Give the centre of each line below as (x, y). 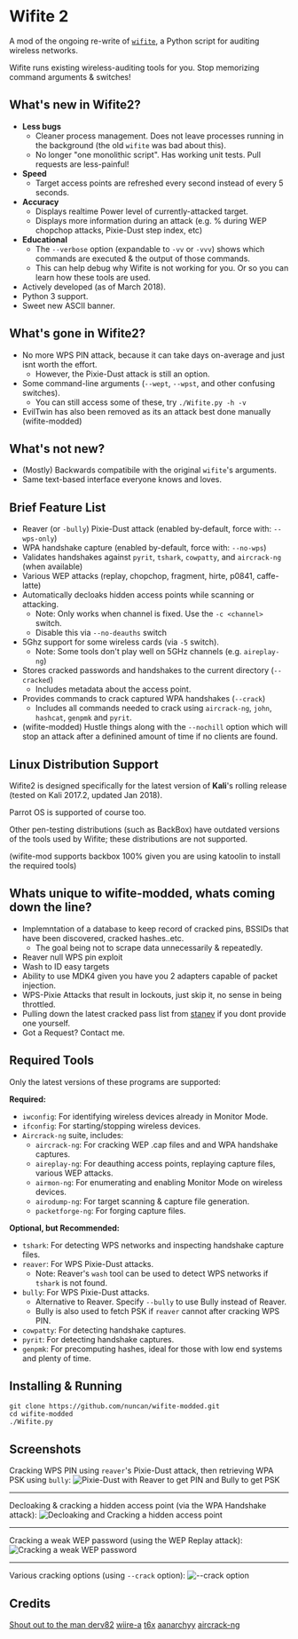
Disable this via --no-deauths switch (101, 633)
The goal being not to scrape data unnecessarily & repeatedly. (149, 947)
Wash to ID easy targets (66, 966)
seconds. (52, 192)
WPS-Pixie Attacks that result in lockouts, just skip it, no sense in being (152, 994)
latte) (31, 586)
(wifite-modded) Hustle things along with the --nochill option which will (155, 727)
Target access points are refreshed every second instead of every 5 (159, 183)
